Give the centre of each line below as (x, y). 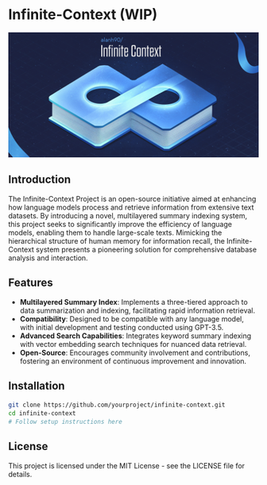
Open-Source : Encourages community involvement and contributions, (135, 352)
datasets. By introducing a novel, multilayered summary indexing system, (128, 215)
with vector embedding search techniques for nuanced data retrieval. (133, 344)
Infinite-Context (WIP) (83, 15)
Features (31, 283)
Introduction (40, 180)
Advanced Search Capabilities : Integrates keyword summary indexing (135, 336)
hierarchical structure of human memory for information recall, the (116, 241)
